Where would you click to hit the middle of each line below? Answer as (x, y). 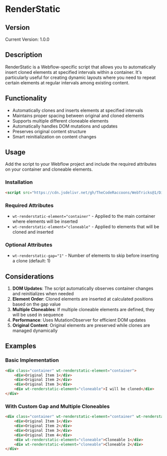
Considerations (30, 276)
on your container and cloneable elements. (49, 169)
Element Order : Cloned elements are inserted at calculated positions (83, 299)
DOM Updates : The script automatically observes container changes (83, 288)
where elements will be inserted (45, 221)
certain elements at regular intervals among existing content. (67, 82)
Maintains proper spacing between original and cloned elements (78, 116)
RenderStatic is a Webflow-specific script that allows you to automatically (81, 67)
